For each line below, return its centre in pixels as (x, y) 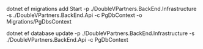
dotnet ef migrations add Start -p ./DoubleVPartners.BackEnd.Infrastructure (102, 9)
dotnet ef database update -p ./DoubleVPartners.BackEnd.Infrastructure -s (101, 33)
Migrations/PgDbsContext (39, 21)
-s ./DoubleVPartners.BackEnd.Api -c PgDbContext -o (74, 15)
